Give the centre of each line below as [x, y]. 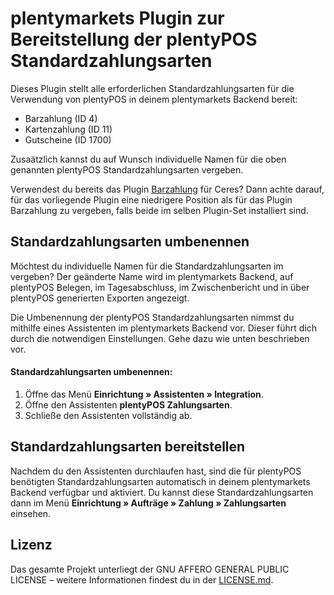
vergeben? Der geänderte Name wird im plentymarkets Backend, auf [152, 276]
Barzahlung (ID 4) [61, 118]
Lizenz [31, 545]
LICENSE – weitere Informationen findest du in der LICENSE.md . [142, 579]
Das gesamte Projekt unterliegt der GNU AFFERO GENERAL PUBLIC [150, 569]
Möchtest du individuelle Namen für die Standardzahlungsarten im [147, 266]
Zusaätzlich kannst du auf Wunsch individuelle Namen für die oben [148, 159]
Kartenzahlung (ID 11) [68, 129]
